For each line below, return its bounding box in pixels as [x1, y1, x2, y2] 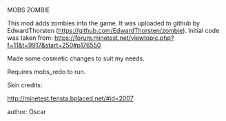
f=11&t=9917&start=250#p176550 [7, 41, 101, 49]
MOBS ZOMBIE [7, 6, 50, 14]
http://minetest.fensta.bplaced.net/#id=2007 [7, 94, 134, 102]
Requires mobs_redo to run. [7, 68, 86, 76]
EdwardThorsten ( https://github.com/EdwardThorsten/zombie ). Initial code [7, 27, 220, 34]
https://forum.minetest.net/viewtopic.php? [54, 34, 174, 42]
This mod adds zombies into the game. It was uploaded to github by [7, 19, 200, 27]
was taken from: [7, 34, 53, 42]
